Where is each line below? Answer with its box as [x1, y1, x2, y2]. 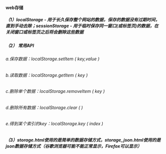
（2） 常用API [5, 42, 34, 48]
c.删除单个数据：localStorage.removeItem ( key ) [5, 88, 105, 94]
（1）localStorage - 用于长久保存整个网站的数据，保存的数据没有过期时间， [5, 17, 160, 23]
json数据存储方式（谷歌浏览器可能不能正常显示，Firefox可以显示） [5, 143, 142, 149]
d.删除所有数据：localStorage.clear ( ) [5, 104, 83, 111]
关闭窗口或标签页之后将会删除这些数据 [5, 29, 83, 35]
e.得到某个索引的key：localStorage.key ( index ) [5, 121, 103, 127]
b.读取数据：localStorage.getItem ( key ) [5, 72, 88, 78]
